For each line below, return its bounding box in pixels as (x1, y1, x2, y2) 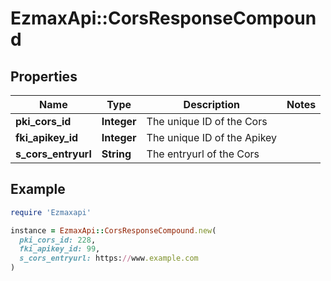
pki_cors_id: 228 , (19, 235, 97, 245)
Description (183, 98, 241, 111)
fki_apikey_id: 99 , (19, 244, 101, 254)
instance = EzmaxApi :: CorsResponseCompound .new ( (10, 225, 217, 236)
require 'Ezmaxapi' (10, 207, 92, 217)
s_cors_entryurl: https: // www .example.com (19, 253, 199, 264)
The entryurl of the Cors (146, 147, 260, 161)
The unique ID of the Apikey (146, 131, 278, 144)
